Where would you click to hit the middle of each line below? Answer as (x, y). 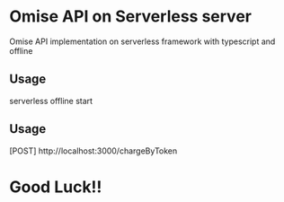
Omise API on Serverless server (130, 17)
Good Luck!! (56, 187)
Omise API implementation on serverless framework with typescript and (142, 41)
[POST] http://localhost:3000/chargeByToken (93, 151)
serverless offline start (51, 101)
